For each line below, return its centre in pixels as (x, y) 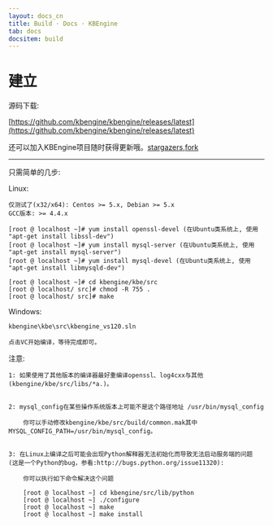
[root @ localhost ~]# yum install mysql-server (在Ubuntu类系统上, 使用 (132, 245)
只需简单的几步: (35, 173)
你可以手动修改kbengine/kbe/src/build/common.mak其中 (110, 423)
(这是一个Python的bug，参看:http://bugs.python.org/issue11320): (117, 463)
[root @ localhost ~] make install (83, 515)
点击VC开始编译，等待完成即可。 (54, 343)
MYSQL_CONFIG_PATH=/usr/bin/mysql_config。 (82, 432)
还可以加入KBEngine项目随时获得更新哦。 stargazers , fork (104, 147)
